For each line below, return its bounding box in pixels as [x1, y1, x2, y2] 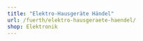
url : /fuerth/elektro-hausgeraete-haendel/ [7, 17, 137, 24]
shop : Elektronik [7, 23, 58, 30]
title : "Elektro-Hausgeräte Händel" [7, 10, 114, 17]
